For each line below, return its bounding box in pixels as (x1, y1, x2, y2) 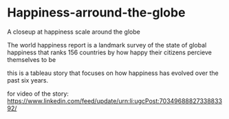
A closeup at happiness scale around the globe (7, 28, 141, 36)
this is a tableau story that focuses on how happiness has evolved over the (7, 69, 219, 77)
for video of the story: (7, 89, 69, 98)
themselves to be (7, 55, 56, 63)
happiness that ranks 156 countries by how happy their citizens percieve (7, 48, 212, 56)
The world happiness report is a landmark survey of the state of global (7, 41, 207, 49)
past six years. (7, 76, 49, 84)
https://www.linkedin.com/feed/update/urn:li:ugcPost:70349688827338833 (7, 96, 222, 105)
